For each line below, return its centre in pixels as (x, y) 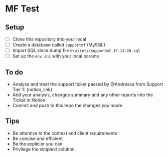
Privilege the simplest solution (44, 149)
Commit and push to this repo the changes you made (67, 105)
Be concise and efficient (38, 138)
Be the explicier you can (37, 143)
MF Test (22, 9)
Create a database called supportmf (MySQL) (59, 45)
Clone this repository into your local (49, 39)
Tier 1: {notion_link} (32, 89)
